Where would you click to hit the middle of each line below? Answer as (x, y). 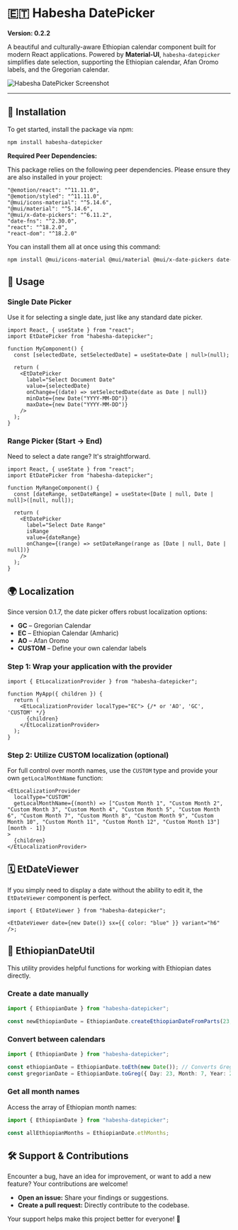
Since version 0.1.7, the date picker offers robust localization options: (107, 612)
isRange (38, 532)
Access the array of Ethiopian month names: (72, 1107)
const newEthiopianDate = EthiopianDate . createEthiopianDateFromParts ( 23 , (120, 1021)
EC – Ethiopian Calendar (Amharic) (68, 633)
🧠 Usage (26, 281)
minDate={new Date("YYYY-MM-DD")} (77, 398)
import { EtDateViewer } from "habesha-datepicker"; (87, 910)
